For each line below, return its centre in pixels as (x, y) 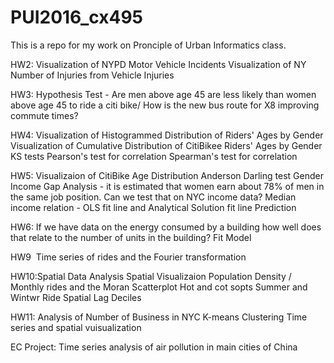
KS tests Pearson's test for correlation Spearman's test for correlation (154, 156)
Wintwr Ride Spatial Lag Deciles (76, 297)
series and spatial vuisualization (76, 327)
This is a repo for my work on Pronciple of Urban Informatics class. (148, 45)
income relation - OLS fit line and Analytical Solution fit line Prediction (153, 207)
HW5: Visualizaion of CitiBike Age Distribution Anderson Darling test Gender (167, 175)
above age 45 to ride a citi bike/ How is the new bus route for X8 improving (165, 105)
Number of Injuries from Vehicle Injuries (92, 75)
